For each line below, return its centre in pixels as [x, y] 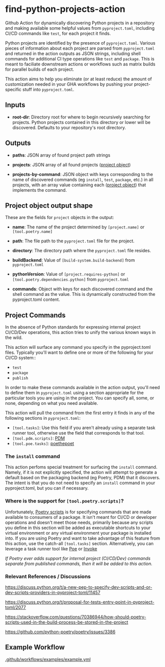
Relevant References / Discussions [48, 576]
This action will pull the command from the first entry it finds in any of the [80, 413]
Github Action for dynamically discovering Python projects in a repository [80, 23]
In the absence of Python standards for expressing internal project [73, 327]
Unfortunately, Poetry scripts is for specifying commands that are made [78, 512]
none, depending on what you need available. [52, 403]
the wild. [14, 337]
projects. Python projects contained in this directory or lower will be [81, 122]
